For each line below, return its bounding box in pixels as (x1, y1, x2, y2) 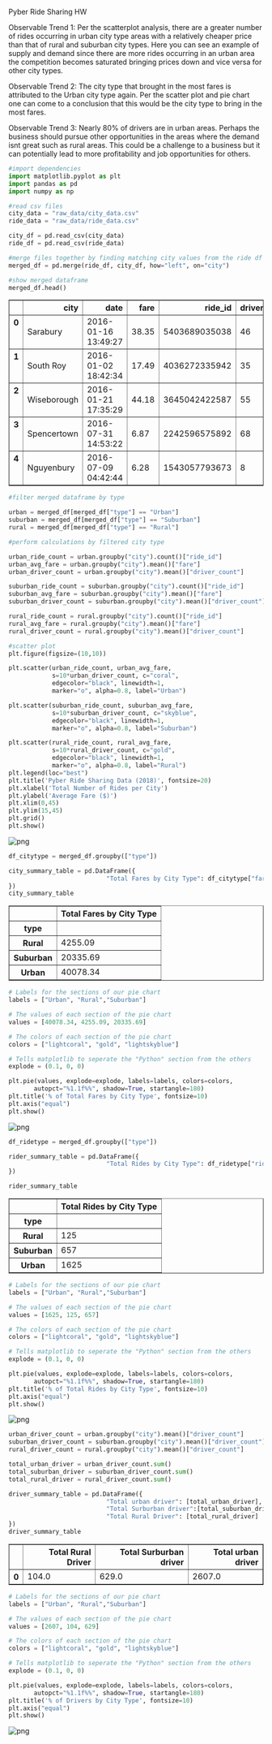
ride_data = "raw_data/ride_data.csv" (8, 217, 139, 226)
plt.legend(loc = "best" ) (8, 769, 89, 777)
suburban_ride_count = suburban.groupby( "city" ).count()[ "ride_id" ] (8, 582, 244, 591)
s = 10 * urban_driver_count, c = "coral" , (51, 671, 180, 680)
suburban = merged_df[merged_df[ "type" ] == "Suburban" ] (8, 516, 201, 524)
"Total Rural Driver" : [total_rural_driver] (106, 1513, 259, 1521)
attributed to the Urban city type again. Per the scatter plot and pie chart (8, 90, 250, 100)
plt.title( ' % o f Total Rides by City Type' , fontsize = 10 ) (8, 1384, 208, 1393)
